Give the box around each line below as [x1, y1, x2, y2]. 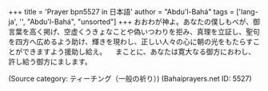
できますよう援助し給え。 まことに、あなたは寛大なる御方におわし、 [22, 47, 256, 56]
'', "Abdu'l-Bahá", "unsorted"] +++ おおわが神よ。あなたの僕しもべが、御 [19, 17, 261, 26]
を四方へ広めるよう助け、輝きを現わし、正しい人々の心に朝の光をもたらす [8, 37, 254, 46]
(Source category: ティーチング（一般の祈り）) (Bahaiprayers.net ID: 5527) [8, 74, 252, 83]
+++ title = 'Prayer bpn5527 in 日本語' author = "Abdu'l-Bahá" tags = [8, 7, 234, 16]
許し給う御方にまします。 [8, 57, 92, 66]
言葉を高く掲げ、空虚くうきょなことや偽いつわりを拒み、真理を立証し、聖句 [8, 27, 260, 36]
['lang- [235, 7, 258, 16]
